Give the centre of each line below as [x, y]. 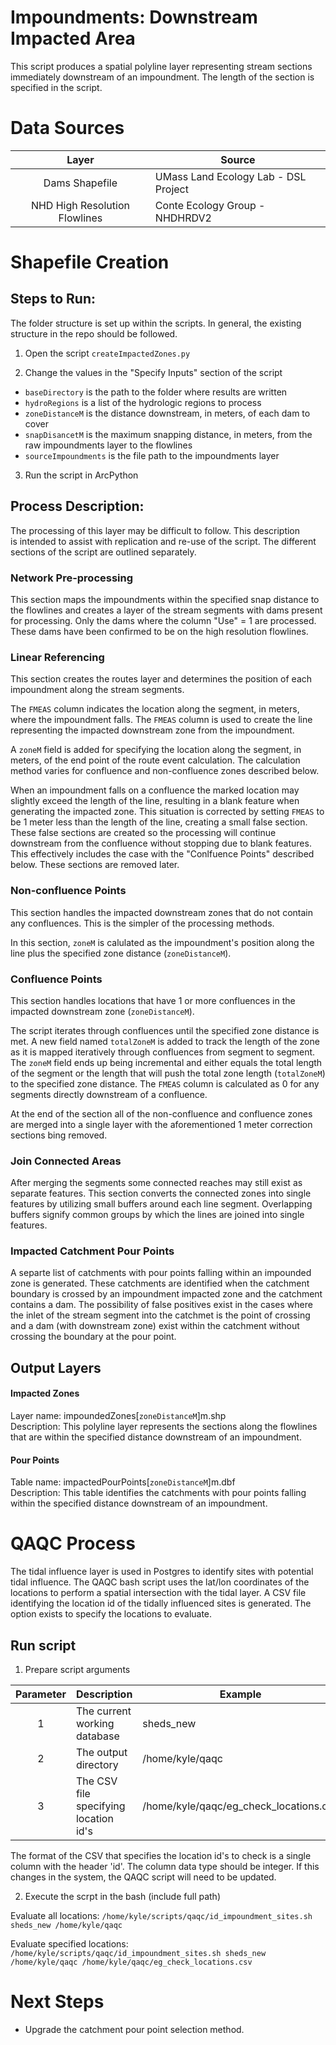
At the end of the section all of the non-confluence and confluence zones [161, 1113]
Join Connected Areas [66, 1161]
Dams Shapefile [80, 183]
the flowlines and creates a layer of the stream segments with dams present [166, 610]
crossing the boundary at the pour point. [93, 1337]
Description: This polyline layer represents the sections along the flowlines [164, 1427]
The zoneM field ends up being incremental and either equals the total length [166, 1062]
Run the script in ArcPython [81, 475]
